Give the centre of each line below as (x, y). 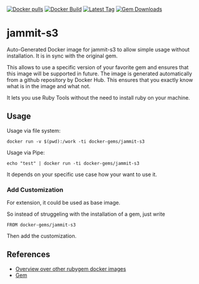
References (28, 255)
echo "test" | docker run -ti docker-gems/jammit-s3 (73, 163)
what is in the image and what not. (49, 86)
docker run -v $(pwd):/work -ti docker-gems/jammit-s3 (76, 141)
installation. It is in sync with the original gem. (62, 56)
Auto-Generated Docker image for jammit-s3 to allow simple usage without (98, 49)
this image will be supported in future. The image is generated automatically (99, 74)
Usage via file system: (34, 130)
